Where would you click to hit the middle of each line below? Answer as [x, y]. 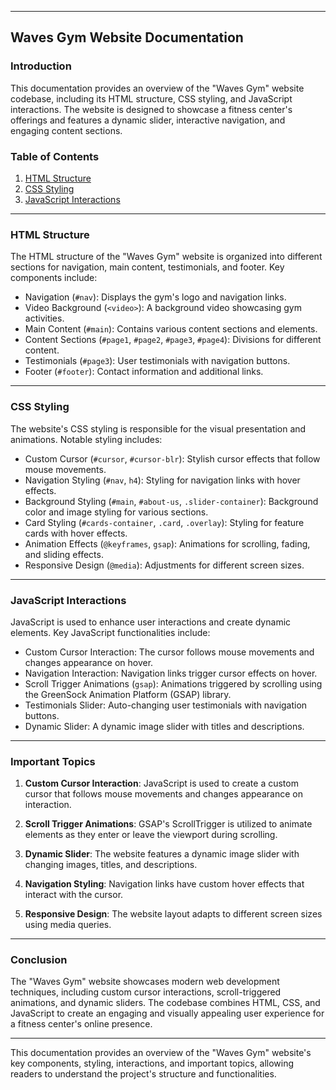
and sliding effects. [64, 554]
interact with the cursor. [74, 895]
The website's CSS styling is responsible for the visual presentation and [158, 428]
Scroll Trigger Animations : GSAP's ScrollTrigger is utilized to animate [168, 824]
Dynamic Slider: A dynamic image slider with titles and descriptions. [164, 726]
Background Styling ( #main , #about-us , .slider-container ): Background [171, 501]
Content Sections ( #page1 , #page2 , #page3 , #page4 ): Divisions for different [173, 340]
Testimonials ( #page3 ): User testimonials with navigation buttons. [157, 361]
